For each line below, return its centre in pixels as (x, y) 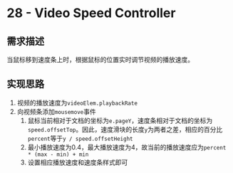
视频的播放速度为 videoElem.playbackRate (77, 103)
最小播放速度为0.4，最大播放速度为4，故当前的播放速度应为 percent (127, 147)
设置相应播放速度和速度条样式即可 (78, 162)
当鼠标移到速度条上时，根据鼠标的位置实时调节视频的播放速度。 (100, 59)
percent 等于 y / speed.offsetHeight (80, 138)
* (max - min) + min (58, 154)
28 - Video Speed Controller (91, 13)
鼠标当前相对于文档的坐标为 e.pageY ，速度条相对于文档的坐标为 (120, 120)
